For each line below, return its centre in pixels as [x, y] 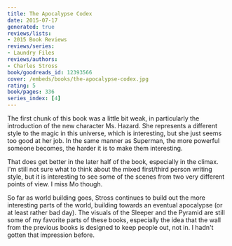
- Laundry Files [31, 53]
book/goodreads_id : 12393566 [50, 72]
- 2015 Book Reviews [37, 40]
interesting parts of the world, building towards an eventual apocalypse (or [115, 205]
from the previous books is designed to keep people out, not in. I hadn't [110, 227]
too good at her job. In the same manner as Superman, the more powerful [114, 141]
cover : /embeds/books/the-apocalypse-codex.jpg [78, 79]
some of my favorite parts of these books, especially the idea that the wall [114, 220]
